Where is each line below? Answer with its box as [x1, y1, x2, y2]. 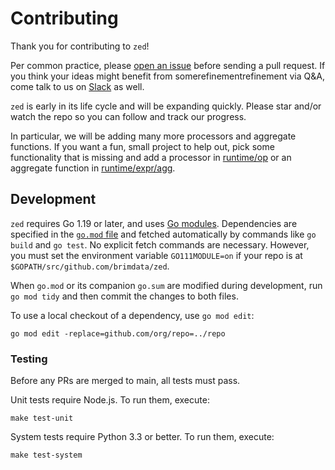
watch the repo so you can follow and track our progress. [10, 110, 247, 122]
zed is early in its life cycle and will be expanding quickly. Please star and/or [10, 100, 322, 112]
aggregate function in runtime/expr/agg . [10, 162, 176, 174]
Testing [10, 352, 48, 366]
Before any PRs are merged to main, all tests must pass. [10, 375, 241, 387]
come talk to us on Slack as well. [10, 80, 145, 92]
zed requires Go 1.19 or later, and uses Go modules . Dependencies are [10, 217, 298, 229]
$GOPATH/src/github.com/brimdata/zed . [10, 260, 170, 272]
